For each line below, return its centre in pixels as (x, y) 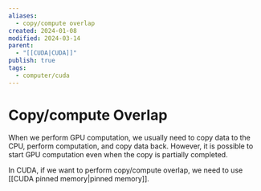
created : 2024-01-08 (43, 30)
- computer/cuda (43, 75)
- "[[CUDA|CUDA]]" (47, 53)
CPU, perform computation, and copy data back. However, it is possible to (131, 146)
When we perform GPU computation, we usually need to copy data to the (130, 137)
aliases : (23, 16)
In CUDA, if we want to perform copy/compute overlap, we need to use (126, 170)
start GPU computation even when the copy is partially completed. (118, 154)
